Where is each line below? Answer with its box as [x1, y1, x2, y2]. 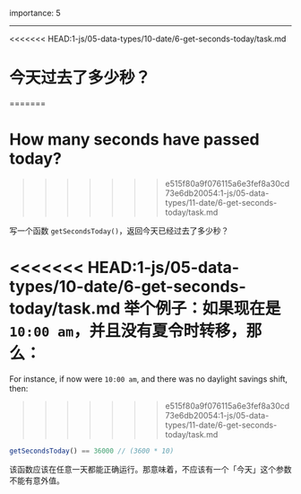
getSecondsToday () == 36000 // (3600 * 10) [9, 446, 175, 455]
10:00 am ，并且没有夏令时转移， [9, 321, 246, 341]
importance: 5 [9, 8, 61, 18]
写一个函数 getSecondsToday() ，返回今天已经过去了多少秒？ [9, 225, 229, 236]
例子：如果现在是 [155, 298, 281, 319]
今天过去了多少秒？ [9, 67, 151, 88]
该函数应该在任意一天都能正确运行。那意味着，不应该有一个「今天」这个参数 [9, 463, 292, 474]
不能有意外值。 [9, 475, 64, 486]
